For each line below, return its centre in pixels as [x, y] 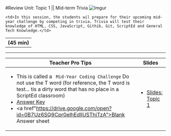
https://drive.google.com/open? [74, 108]
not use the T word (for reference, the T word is [73, 83]
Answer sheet [33, 121]
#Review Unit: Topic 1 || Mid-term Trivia [47, 8]
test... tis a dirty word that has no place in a [68, 89]
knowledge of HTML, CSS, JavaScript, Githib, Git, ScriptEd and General [84, 26]
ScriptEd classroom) [41, 95]
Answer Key [31, 102]
